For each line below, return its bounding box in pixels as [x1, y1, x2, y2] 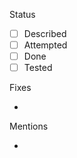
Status [9, 9, 36, 20]
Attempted [23, 39, 68, 51]
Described [23, 28, 67, 39]
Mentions [9, 120, 49, 133]
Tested [23, 62, 53, 74]
